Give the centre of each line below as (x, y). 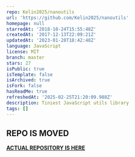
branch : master (26, 57)
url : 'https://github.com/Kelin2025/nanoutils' (68, 18)
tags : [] (17, 108)
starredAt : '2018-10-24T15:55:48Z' (51, 29)
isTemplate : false (29, 75)
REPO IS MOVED (38, 133)
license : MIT (23, 52)
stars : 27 (19, 63)
